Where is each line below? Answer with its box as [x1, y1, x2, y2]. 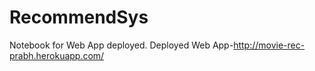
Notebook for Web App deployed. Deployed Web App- [9, 39, 234, 51]
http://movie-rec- [233, 39, 306, 51]
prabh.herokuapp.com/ [9, 49, 105, 61]
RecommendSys [9, 6, 149, 29]
